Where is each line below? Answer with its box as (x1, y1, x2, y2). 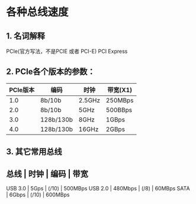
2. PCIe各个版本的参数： (6, 66, 96, 77)
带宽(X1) (107, 85, 133, 94)
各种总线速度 (6, 5, 69, 19)
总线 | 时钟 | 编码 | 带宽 (6, 168, 89, 179)
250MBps (105, 96, 134, 104)
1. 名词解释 (6, 31, 46, 41)
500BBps (105, 106, 132, 114)
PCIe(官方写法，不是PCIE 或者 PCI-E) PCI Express (6, 48, 128, 55)
